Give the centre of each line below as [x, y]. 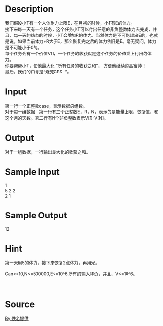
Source [20, 304]
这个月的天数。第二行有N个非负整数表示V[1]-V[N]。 [57, 118]
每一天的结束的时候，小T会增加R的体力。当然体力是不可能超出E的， [81, 35]
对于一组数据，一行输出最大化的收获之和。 [48, 152]
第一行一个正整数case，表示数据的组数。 [46, 106]
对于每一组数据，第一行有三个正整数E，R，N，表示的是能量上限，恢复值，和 [82, 112]
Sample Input [32, 172]
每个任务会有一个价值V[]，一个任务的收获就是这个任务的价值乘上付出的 [76, 53]
